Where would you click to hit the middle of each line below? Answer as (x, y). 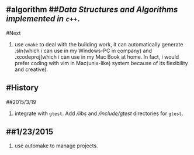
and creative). (31, 69)
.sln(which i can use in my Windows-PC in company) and (83, 50)
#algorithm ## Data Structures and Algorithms (92, 10)
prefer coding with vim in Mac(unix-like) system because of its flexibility (101, 63)
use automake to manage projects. (56, 146)
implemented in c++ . (43, 19)
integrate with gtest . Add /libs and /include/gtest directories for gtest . (99, 113)
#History (22, 88)
